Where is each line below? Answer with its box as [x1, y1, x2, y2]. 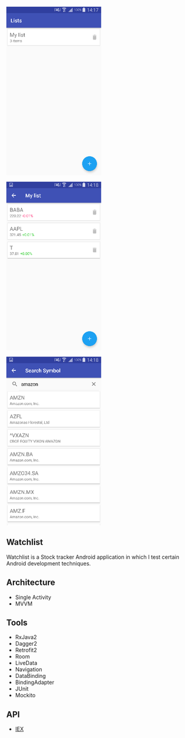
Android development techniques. [6, 559, 91, 567]
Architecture [6, 578, 56, 588]
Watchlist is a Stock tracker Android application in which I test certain [6, 553, 180, 561]
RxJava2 [15, 634, 38, 641]
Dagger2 [15, 640, 38, 647]
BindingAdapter [15, 678, 55, 686]
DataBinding [15, 672, 46, 680]
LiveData [15, 660, 38, 667]
